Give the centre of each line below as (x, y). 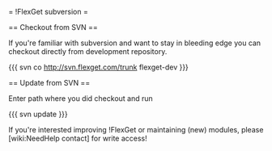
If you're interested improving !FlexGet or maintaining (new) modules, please (136, 130)
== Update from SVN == (49, 83)
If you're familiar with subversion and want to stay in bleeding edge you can (135, 43)
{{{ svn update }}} (38, 114)
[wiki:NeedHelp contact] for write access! (78, 138)
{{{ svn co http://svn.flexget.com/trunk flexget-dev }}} (98, 67)
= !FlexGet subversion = (49, 12)
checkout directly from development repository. (88, 51)
